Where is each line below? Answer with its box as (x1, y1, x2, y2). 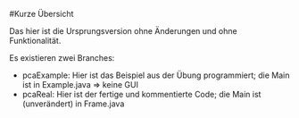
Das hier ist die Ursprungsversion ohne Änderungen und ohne (9, 26, 238, 36)
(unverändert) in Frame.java (21, 98, 125, 109)
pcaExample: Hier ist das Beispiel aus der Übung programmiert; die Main (21, 70, 290, 80)
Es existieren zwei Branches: (9, 53, 115, 63)
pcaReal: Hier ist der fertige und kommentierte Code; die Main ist (21, 89, 262, 99)
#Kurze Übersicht (9, 9, 74, 19)
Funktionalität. (9, 36, 62, 46)
